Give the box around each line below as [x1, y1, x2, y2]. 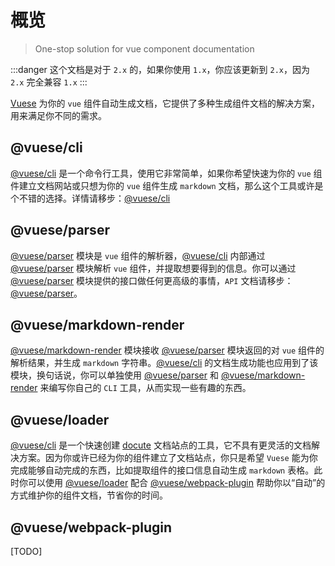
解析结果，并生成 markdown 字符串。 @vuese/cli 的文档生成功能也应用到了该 [10, 357, 319, 369]
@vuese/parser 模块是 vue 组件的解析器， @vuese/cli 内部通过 [10, 249, 266, 261]
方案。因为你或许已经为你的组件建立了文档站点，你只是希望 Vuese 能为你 [18, 452, 318, 464]
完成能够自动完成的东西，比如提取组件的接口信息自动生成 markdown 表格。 [10, 464, 315, 476]
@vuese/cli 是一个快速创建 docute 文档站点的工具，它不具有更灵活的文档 [10, 439, 312, 451]
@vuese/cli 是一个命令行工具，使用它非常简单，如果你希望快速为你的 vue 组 [10, 167, 323, 179]
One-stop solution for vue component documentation [34, 42, 255, 55]
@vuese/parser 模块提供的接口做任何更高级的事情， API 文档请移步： [10, 274, 294, 286]
